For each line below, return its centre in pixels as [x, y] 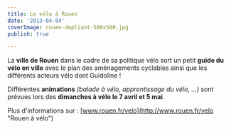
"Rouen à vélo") [31, 118]
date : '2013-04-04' [36, 21]
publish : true [28, 34]
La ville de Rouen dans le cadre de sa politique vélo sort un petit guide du [116, 61]
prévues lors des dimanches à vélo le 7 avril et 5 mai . [86, 97]
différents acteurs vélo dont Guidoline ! [64, 76]
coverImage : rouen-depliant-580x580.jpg [68, 27]
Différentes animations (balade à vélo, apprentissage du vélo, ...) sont [111, 89]
